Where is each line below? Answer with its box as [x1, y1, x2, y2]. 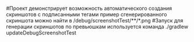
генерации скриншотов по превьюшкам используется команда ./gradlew [6, 23, 188, 30]
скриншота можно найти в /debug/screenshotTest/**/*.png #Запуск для [6, 17, 184, 24]
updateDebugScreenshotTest [6, 29, 77, 36]
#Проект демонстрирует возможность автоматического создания [6, 5, 172, 12]
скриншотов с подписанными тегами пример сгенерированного [6, 11, 167, 18]
